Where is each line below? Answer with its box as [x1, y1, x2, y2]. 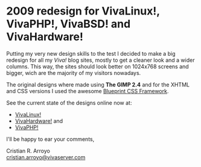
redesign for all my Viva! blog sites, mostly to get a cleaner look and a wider [6, 56, 195, 64]
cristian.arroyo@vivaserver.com [6, 153, 86, 161]
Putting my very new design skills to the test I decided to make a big [6, 50, 176, 57]
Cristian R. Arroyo [6, 147, 50, 154]
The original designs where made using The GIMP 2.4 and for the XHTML [6, 80, 190, 88]
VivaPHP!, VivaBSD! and [6, 17, 131, 31]
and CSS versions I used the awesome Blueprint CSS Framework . [6, 87, 169, 94]
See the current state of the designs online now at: [6, 99, 132, 106]
